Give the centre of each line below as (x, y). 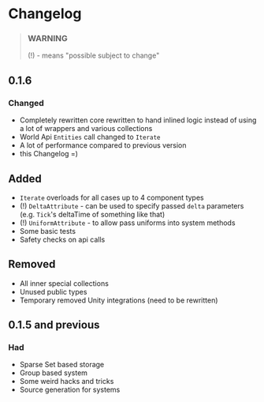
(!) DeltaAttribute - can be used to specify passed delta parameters (132, 205)
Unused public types (53, 291)
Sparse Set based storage (62, 365)
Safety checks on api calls (62, 239)
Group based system (54, 373)
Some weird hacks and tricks (67, 381)
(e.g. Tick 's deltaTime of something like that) (92, 214)
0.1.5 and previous (54, 325)
